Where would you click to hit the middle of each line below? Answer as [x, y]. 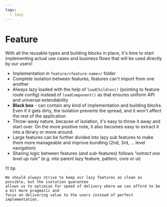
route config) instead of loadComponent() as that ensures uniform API [83, 95]
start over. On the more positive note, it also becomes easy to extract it [86, 127]
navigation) [24, 148]
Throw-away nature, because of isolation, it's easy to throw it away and [86, 121]
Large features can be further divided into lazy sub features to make [83, 137]
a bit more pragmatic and [32, 191]
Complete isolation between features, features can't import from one [83, 79]
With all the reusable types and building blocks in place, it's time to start [79, 53]
